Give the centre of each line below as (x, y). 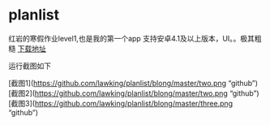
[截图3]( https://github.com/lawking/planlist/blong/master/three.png (121, 103)
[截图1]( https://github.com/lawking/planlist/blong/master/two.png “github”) (133, 83)
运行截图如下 (30, 66)
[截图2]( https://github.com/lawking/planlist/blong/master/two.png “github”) (134, 93)
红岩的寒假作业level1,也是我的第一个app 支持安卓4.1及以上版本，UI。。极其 (132, 38)
